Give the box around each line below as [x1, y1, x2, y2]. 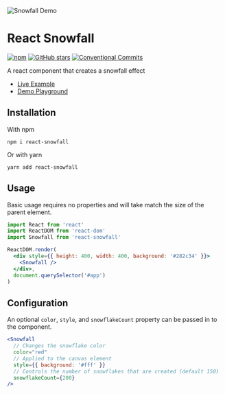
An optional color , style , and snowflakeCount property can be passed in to [7, 316, 217, 324]
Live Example [16, 80, 56, 88]
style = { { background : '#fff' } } [13, 361, 106, 369]
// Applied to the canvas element [13, 355, 112, 362]
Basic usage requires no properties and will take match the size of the [7, 200, 204, 209]
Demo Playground [16, 86, 69, 95]
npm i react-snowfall [7, 138, 69, 146]
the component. [7, 323, 52, 331]
